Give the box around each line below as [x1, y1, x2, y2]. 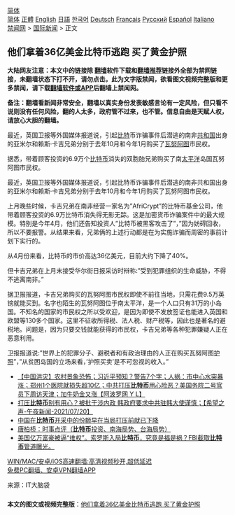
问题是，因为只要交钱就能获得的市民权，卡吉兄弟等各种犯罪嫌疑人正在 [25, 325, 228, 333]
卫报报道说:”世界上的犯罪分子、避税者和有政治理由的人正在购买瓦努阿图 [7, 348, 215, 357]
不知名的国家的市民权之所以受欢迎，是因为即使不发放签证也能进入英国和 [19, 307, 228, 316]
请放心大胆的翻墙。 [7, 115, 63, 124]
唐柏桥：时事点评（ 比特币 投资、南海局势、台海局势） [17, 425, 171, 433]
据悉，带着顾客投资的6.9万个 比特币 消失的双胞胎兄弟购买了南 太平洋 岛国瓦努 [7, 154, 225, 162]
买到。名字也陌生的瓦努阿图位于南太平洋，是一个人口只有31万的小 [25, 299, 216, 307]
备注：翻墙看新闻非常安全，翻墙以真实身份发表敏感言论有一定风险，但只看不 [7, 98, 228, 106]
